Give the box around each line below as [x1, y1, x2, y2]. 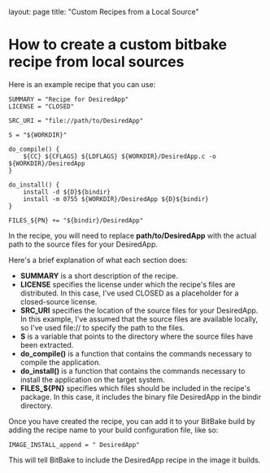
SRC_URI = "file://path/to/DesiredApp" [8, 116, 144, 125]
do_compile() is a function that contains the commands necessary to [20, 348, 252, 358]
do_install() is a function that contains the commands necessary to [20, 366, 246, 375]
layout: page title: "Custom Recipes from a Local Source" [8, 7, 199, 16]
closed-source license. [20, 296, 98, 306]
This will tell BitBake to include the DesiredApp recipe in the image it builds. [8, 455, 261, 465]
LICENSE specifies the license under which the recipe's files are [20, 279, 236, 289]
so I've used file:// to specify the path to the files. [20, 322, 185, 332]
